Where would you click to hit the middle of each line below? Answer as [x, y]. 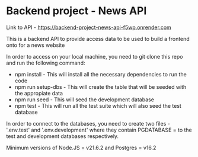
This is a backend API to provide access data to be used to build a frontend [98, 39]
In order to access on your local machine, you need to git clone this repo [95, 56]
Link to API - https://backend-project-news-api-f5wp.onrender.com [89, 27]
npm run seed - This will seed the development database [84, 100]
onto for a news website [36, 45]
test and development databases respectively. [63, 136]
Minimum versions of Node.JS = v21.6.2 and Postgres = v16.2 [81, 148]
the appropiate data [39, 93]
